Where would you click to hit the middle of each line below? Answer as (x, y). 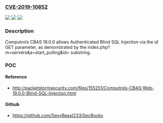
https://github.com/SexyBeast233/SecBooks (58, 115)
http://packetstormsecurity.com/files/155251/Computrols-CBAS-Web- (83, 88)
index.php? (99, 47)
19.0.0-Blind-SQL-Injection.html (44, 93)
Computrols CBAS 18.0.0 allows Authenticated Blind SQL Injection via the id (82, 42)
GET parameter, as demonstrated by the (46, 47)
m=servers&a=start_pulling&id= (38, 52)
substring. (81, 52)
